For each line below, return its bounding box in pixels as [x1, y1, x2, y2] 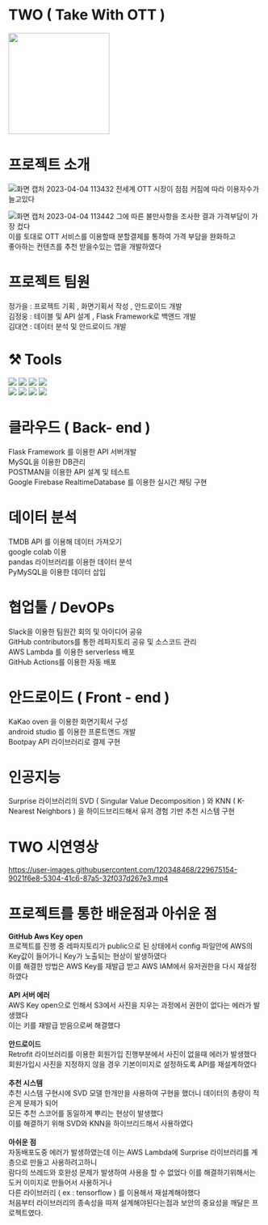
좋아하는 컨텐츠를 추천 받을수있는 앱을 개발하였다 [8, 241, 162, 251]
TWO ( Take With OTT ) [8, 6, 165, 24]
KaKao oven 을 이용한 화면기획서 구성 [8, 716, 128, 726]
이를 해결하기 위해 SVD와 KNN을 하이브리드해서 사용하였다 [8, 1118, 194, 1129]
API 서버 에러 [8, 991, 50, 1000]
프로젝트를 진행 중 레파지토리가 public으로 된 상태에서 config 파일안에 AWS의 [8, 941, 253, 951]
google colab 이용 [8, 547, 67, 556]
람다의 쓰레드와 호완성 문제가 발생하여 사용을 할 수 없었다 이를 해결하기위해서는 [8, 1168, 257, 1177]
